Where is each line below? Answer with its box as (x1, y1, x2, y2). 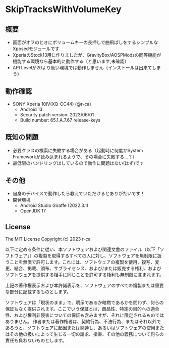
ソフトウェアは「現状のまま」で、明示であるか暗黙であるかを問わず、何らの (5, 299, 164, 306)
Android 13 (20, 106, 43, 112)
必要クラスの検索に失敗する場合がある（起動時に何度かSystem (12, 147, 143, 153)
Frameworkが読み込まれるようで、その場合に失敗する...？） (12, 153, 137, 160)
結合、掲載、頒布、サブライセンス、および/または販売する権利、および (14, 266, 161, 272)
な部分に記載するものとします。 (5, 289, 72, 295)
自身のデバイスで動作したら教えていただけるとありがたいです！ (12, 191, 145, 197)
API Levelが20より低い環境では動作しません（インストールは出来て (12, 65, 152, 70)
